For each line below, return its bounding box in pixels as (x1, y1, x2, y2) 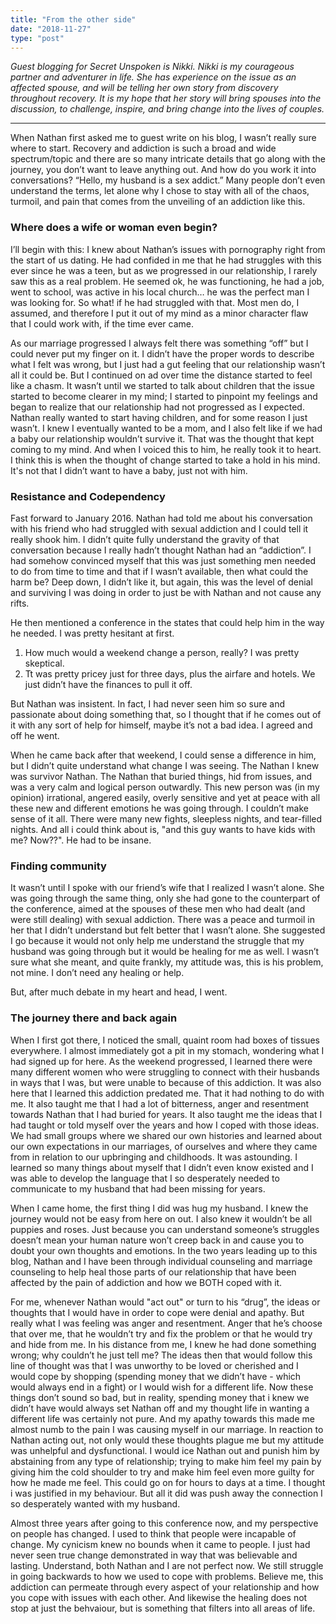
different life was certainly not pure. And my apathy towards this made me (10, 1412, 315, 1425)
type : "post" (10, 33, 65, 43)
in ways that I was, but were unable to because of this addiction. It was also (10, 1076, 322, 1088)
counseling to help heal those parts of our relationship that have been (10, 1266, 297, 1278)
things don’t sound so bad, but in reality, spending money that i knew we (10, 1391, 310, 1403)
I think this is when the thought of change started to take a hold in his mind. (10, 454, 321, 466)
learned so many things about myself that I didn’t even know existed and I (10, 1161, 314, 1173)
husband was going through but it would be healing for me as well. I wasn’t (10, 946, 320, 958)
